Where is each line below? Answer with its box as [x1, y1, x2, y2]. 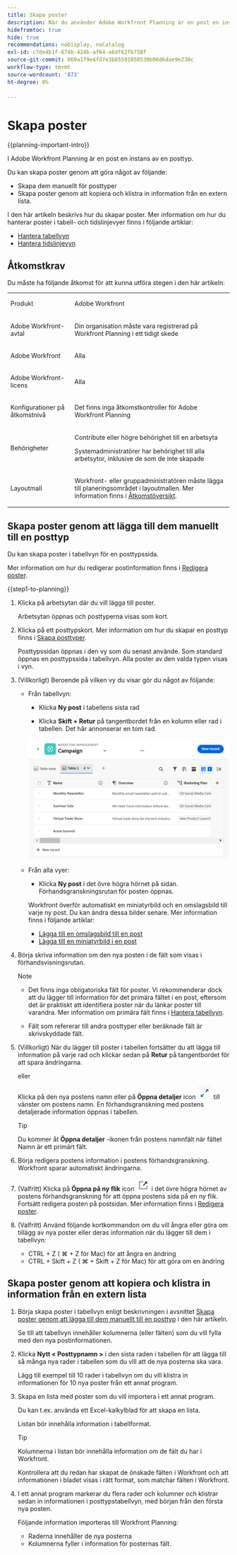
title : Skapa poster [7, 11, 68, 18]
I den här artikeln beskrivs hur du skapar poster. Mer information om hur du [7, 211, 226, 219]
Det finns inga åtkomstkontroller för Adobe [74, 403, 197, 412]
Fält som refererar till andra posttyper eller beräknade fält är [28, 1022, 202, 1030]
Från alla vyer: [28, 866, 70, 875]
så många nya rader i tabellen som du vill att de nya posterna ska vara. [17, 1357, 224, 1365]
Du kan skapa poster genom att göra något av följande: [7, 168, 168, 177]
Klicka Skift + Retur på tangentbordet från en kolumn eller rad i [38, 717, 222, 726]
